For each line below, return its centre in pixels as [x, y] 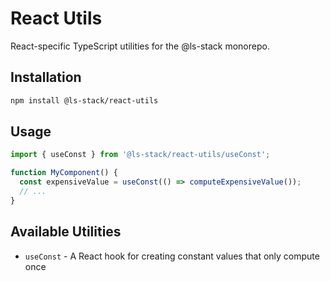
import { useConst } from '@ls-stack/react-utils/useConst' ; [140, 155]
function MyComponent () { [64, 173]
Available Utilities [66, 232]
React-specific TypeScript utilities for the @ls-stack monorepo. [140, 46]
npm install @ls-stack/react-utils [84, 100]
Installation [46, 77]
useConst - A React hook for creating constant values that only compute [172, 256]
